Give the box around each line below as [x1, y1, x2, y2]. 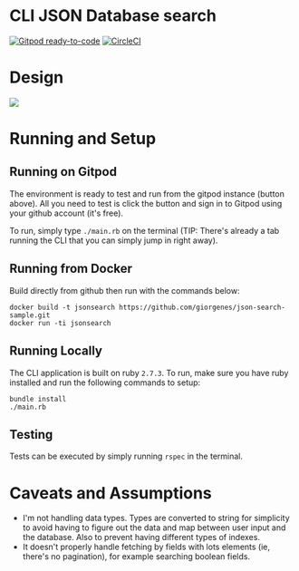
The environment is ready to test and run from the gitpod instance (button [9, 188, 285, 199]
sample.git [9, 310, 51, 320]
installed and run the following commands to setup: [9, 377, 201, 388]
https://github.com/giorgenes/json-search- [119, 303, 285, 312]
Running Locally [9, 344, 102, 359]
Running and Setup [9, 129, 157, 150]
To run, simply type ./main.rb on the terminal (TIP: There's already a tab [9, 225, 280, 236]
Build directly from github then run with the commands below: [9, 285, 240, 295]
